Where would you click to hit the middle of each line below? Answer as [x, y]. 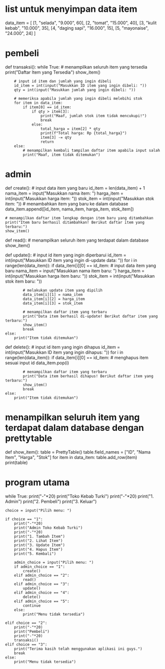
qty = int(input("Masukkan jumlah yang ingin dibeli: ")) [75, 90]
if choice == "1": [24, 519]
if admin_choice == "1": [40, 567]
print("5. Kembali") [35, 554]
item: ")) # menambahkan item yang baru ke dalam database [67, 204]
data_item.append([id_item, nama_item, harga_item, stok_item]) [70, 209]
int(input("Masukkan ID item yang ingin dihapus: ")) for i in [64, 352]
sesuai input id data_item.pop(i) [37, 363]
